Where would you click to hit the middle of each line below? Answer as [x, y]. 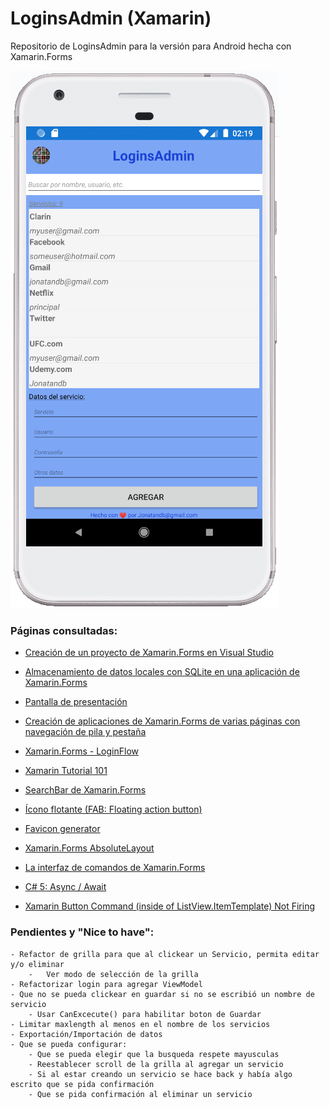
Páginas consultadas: [64, 630]
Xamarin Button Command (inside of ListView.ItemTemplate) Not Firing [170, 906]
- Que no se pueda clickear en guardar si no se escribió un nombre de [162, 994]
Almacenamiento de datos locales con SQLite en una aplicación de [162, 672]
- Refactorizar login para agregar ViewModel [106, 984]
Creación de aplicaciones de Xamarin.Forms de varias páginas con [162, 721]
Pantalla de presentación [76, 702]
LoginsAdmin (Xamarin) [111, 18]
